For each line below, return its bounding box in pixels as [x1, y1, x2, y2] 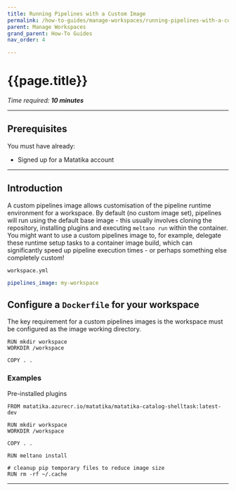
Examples [7, 374, 42, 383]
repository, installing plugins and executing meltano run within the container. [7, 223, 228, 232]
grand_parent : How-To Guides [7, 30, 93, 37]
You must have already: [7, 141, 76, 150]
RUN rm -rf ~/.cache [7, 471, 68, 478]
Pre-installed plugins [7, 389, 67, 397]
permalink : [7, 17, 39, 24]
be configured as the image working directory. [7, 325, 142, 333]
